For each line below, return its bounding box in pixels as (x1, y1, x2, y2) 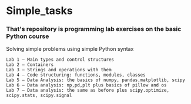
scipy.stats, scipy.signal (6, 92, 72, 99)
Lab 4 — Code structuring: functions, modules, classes (6, 72, 146, 78)
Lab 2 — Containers (6, 62, 54, 68)
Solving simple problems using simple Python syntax (6, 46, 134, 53)
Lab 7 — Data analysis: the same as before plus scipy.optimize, (6, 88, 169, 93)
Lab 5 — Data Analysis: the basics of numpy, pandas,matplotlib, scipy (6, 77, 185, 83)
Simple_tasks (6, 4, 73, 18)
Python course (6, 32, 49, 40)
